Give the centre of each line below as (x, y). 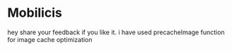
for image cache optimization (50, 39)
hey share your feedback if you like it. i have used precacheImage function (116, 32)
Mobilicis (35, 13)
